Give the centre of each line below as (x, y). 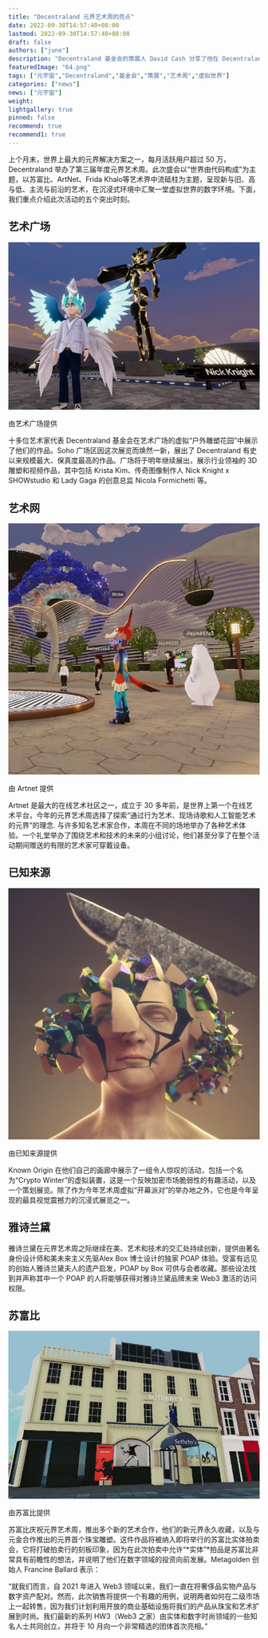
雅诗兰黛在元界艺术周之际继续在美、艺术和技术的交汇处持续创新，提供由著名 (134, 1248)
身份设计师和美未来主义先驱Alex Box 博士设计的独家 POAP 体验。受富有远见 (133, 1258)
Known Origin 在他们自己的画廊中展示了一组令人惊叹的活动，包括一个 (122, 1170)
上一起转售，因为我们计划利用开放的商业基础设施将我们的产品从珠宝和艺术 (130, 1606)
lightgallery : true (41, 109)
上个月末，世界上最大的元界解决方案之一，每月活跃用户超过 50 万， (120, 159)
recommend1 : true (37, 135)
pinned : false (32, 118)
